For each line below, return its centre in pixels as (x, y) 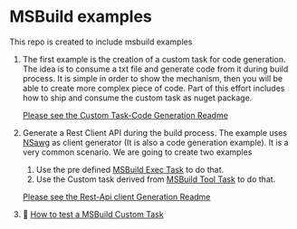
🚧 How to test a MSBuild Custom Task (93, 214)
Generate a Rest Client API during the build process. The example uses (155, 132)
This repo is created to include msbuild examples (101, 42)
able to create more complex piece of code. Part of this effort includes (153, 88)
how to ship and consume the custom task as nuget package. (137, 98)
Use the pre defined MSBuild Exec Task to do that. (130, 169)
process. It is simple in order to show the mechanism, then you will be (153, 78)
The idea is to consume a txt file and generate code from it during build (155, 69)
